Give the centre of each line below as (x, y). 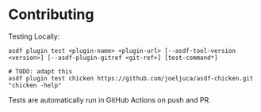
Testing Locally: (34, 36)
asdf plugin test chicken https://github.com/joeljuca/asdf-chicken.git (131, 78)
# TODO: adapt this (40, 71)
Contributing (51, 15)
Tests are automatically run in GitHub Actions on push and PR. (110, 99)
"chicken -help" (35, 85)
